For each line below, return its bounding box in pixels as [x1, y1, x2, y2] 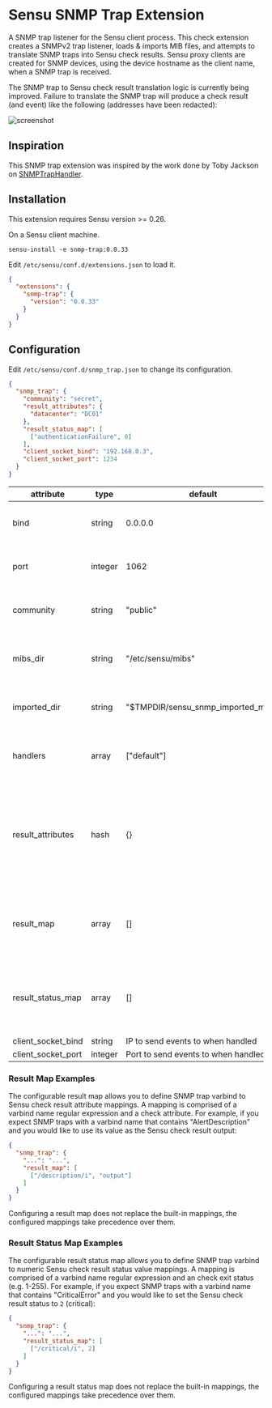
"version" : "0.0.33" [29, 298, 100, 306]
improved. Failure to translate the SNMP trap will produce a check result [8, 91, 249, 100]
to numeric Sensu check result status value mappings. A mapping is [8, 1265, 235, 1274]
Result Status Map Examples [8, 1237, 124, 1248]
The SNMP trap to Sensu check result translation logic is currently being [8, 83, 249, 92]
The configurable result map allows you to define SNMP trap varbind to [8, 1091, 246, 1101]
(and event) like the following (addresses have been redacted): [8, 100, 218, 109]
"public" [125, 604, 157, 615]
